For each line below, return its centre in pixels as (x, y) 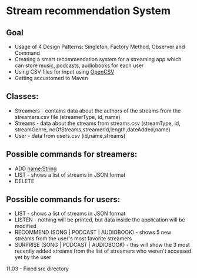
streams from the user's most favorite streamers (73, 239)
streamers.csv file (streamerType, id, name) (67, 117)
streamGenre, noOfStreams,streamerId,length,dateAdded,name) (92, 129)
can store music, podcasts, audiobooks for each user (79, 65)
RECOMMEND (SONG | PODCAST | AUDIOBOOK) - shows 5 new (93, 232)
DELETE (24, 181)
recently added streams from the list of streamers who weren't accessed (103, 251)
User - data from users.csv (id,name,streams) (70, 135)
